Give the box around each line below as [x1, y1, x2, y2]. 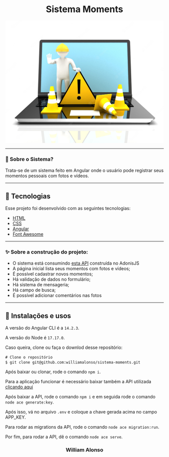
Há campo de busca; [12, 287, 56, 293]
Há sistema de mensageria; [12, 281, 69, 287]
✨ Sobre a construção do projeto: [5, 248, 89, 256]
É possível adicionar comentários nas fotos [12, 292, 102, 298]
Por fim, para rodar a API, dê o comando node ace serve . [5, 434, 123, 440]
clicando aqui [5, 384, 34, 390]
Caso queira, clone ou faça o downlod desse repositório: [5, 344, 123, 350]
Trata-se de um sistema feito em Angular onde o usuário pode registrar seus [5, 167, 164, 173]
